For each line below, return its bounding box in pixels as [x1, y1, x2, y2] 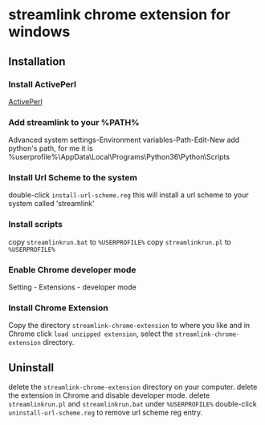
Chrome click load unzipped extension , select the [8, 329, 173, 338]
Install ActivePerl [8, 79, 76, 90]
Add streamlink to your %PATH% [8, 116, 140, 127]
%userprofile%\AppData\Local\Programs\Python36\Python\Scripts [8, 152, 230, 162]
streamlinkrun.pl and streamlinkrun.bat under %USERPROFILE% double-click [8, 399, 257, 409]
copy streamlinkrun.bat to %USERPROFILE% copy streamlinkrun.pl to [8, 237, 231, 246]
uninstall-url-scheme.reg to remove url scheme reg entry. [8, 407, 203, 418]
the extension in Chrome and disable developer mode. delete [8, 391, 210, 400]
